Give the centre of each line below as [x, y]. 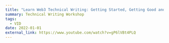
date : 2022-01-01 [23, 28]
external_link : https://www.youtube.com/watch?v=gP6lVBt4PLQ [71, 33]
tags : [11, 19]
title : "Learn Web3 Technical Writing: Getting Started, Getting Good [81, 10]
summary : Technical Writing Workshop [45, 14]
